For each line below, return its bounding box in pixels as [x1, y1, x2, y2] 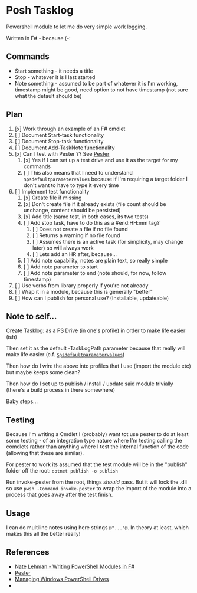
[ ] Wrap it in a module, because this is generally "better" [14, 288, 153, 295]
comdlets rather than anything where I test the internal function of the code [6, 443, 189, 450]
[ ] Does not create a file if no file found [32, 225, 128, 232]
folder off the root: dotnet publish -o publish [6, 467, 118, 474]
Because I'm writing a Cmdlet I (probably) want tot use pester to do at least [6, 431, 189, 438]
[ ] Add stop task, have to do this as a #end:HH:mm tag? [23, 219, 160, 226]
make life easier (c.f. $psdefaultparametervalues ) [6, 351, 125, 358]
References [6, 547, 50, 558]
